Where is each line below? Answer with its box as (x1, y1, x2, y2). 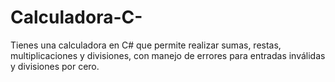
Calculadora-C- (10, 6, 143, 29)
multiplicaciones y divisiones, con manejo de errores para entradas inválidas (10, 49, 326, 61)
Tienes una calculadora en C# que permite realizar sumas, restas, (10, 39, 282, 51)
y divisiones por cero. (10, 60, 100, 72)
